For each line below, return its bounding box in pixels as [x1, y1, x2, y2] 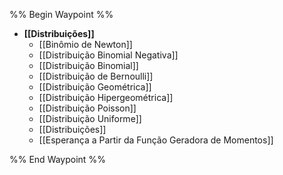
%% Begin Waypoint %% [9, 9, 114, 20]
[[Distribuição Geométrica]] [38, 81, 152, 93]
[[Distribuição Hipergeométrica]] [38, 92, 174, 103]
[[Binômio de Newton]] [38, 39, 133, 50]
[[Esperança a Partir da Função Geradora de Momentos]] [38, 134, 274, 146]
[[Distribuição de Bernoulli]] [38, 70, 154, 82]
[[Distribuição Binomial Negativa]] [38, 49, 179, 61]
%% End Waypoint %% [9, 154, 106, 165]
